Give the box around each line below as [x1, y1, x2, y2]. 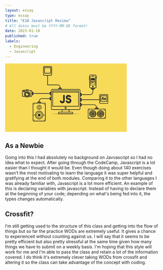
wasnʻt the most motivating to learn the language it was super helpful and [5, 170, 152, 176]
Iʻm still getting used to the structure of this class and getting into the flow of [5, 223, 158, 229]
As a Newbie [5, 142, 44, 150]
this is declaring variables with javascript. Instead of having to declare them [5, 186, 157, 191]
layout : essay [5, 8, 34, 13]
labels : [5, 39, 21, 44]
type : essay [5, 13, 29, 18]
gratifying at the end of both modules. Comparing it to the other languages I [5, 175, 157, 181]
